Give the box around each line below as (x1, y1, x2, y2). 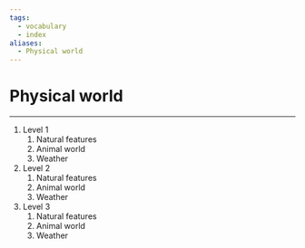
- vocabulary (17, 22, 67, 31)
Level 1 (22, 124, 49, 136)
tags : (9, 13, 30, 23)
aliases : (9, 38, 43, 48)
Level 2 (22, 163, 51, 174)
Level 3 (22, 201, 51, 213)
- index (17, 30, 47, 39)
